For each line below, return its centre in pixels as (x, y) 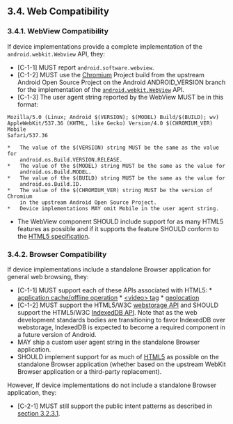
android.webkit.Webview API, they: (56, 54)
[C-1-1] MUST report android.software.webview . (86, 67)
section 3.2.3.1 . (39, 413)
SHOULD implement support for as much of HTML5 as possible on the (118, 356)
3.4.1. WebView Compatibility (58, 31)
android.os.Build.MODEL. (56, 172)
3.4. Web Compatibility (58, 11)
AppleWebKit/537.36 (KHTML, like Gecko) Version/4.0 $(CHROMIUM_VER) (110, 123)
